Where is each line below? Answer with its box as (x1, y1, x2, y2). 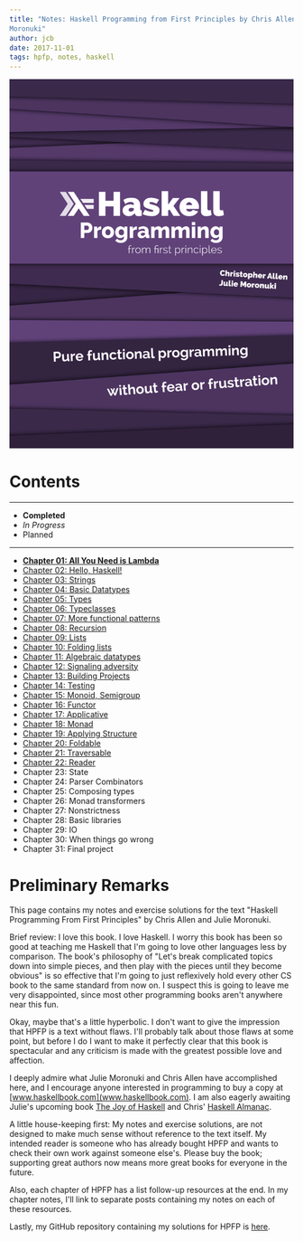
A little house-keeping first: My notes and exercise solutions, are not (9, 1119, 263, 1130)
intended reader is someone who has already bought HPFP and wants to (9, 1138, 280, 1149)
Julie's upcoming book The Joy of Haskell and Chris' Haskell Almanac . (9, 1102, 272, 1113)
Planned (22, 529, 54, 540)
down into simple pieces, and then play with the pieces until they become (9, 961, 282, 971)
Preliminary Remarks (9, 875, 170, 895)
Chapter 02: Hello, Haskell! (22, 564, 123, 575)
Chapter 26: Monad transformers (22, 795, 146, 806)
